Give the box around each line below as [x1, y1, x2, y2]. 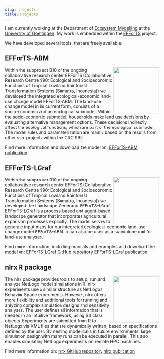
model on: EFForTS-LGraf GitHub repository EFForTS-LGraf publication [5, 249, 148, 255]
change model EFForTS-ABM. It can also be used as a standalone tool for [5, 229, 152, 235]
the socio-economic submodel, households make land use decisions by [5, 114, 149, 120]
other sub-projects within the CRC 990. [5, 135, 84, 141]
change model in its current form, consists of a [5, 103, 99, 109]
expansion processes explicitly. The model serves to [5, 219, 111, 225]
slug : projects [5, 7, 36, 12]
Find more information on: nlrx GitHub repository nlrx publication [5, 348, 135, 354]
